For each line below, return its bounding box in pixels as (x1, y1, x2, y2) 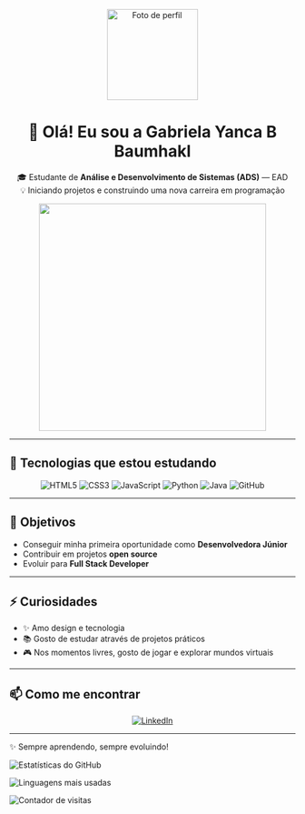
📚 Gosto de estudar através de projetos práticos (22, 633, 206, 645)
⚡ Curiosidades (9, 594, 98, 609)
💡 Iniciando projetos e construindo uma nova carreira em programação (19, 185, 286, 196)
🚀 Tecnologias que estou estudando (9, 456, 217, 471)
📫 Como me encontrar (9, 687, 141, 702)
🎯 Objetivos (9, 515, 76, 530)
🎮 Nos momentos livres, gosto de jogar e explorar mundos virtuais (22, 647, 274, 658)
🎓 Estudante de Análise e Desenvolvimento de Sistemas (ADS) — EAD (16, 171, 289, 182)
